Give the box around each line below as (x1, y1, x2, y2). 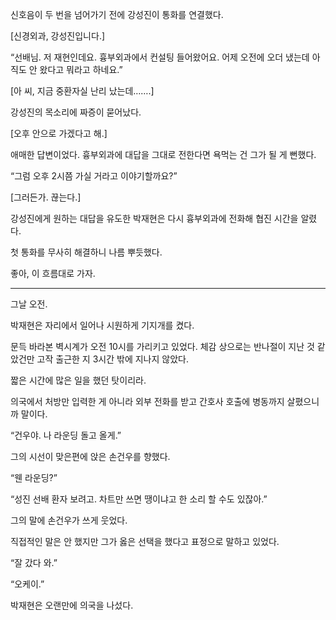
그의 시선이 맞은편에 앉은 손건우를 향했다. (10, 451, 171, 462)
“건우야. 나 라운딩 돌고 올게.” (10, 429, 122, 441)
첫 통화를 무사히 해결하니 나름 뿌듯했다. (10, 246, 163, 258)
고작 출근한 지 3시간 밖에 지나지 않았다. (36, 353, 189, 365)
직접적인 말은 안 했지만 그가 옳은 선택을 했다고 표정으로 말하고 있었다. (10, 536, 280, 547)
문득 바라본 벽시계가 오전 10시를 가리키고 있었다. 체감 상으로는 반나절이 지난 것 (10, 341, 315, 352)
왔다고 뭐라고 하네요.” (39, 64, 123, 75)
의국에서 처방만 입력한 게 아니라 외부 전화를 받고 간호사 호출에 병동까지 (10, 396, 285, 407)
